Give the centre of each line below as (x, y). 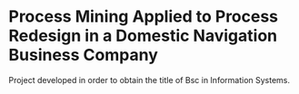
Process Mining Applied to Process (144, 17)
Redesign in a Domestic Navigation (143, 36)
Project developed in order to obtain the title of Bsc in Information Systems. (149, 80)
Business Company (83, 55)
